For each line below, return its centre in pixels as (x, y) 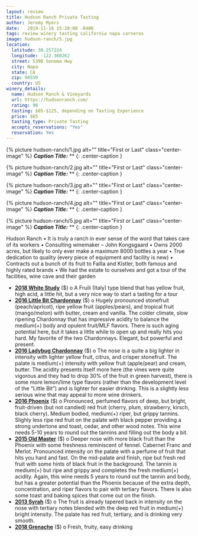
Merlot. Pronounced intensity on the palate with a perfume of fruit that (100, 451)
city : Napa (25, 67)
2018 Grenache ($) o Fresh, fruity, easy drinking (74, 527)
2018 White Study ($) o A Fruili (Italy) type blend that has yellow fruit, (100, 287)
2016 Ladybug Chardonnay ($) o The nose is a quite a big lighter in (97, 351)
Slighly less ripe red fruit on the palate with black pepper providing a (98, 420)
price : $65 (25, 116)
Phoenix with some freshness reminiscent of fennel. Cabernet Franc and (103, 445)
